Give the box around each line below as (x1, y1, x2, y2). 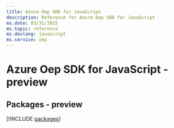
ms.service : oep (6, 37, 47, 43)
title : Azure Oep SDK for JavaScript (6, 8, 101, 15)
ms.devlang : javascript (6, 31, 66, 37)
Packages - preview (6, 99, 83, 109)
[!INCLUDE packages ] (6, 115, 61, 122)
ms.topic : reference (6, 25, 59, 32)
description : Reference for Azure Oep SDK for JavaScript (6, 14, 155, 20)
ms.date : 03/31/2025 (6, 20, 59, 26)
